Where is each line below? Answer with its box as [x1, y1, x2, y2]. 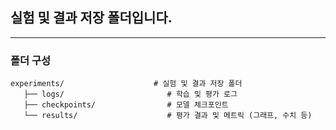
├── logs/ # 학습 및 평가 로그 [23, 89, 238, 100]
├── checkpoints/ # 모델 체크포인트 [23, 100, 229, 110]
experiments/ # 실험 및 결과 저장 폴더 [10, 79, 243, 89]
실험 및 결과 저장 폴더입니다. [10, 9, 173, 27]
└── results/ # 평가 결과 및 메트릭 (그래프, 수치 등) [23, 111, 313, 121]
